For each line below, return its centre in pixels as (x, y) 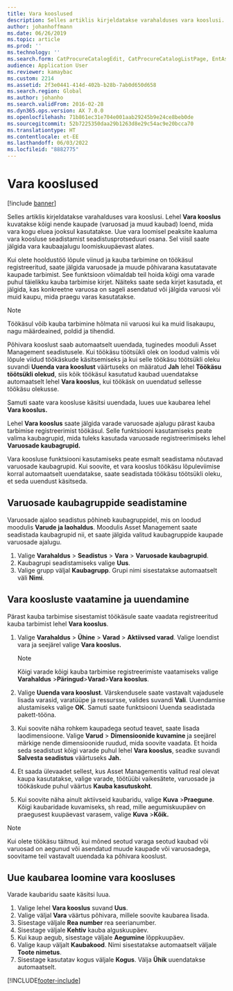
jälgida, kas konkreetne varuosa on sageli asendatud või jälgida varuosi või (114, 289)
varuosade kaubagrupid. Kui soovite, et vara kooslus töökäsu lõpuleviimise (114, 466)
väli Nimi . (31, 578)
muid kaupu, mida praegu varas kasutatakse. (71, 296)
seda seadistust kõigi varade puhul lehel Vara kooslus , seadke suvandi (119, 750)
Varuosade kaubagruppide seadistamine (97, 503)
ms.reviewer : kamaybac (40, 72)
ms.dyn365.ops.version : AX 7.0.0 (55, 111)
